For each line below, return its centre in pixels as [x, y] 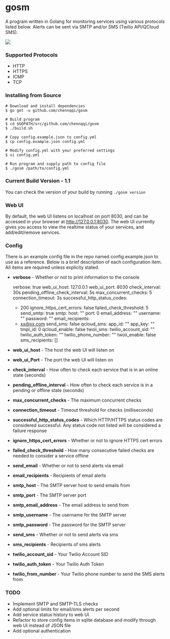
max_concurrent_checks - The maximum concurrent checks [77, 400]
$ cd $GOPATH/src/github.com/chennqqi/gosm [52, 124]
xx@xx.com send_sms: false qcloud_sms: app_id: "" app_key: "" [88, 324]
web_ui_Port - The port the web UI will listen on [63, 360]
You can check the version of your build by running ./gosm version [76, 192]
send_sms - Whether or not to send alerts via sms [65, 535]
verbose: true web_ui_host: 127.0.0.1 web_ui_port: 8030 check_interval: [87, 287]
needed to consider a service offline [51, 456]
